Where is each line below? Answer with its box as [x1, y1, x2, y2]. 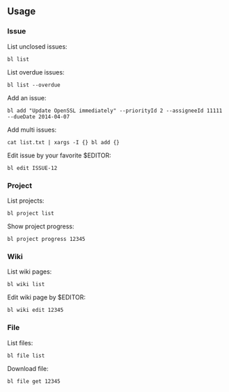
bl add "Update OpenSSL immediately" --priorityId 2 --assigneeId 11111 [7, 107, 223, 114]
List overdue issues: [7, 68, 65, 76]
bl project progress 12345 [7, 235, 86, 242]
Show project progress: [7, 222, 74, 230]
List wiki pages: [7, 267, 52, 276]
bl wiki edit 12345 [7, 306, 64, 314]
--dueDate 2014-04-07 [7, 113, 70, 120]
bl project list [7, 210, 54, 217]
